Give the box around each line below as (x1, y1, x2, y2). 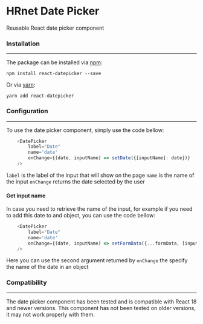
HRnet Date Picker (6, 4, 100, 18)
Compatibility (6, 279, 47, 287)
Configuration (6, 107, 48, 116)
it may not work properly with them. (6, 311, 95, 318)
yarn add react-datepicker (6, 93, 74, 99)
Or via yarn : (6, 81, 36, 88)
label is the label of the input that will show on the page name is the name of (6, 171, 195, 179)
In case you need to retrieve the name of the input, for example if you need (6, 205, 193, 213)
